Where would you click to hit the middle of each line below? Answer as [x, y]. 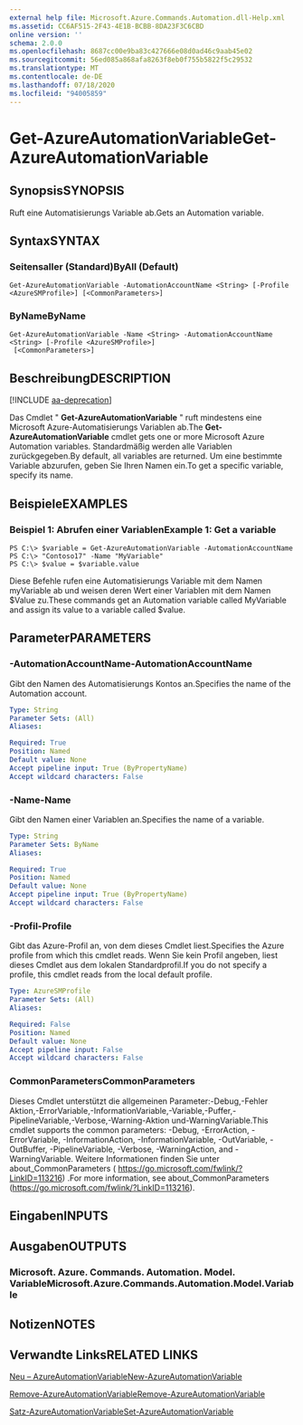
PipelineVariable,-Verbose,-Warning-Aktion [90, 1120]
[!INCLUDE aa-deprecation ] [61, 400]
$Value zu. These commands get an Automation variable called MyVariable [148, 600]
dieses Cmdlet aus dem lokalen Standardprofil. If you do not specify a [138, 965]
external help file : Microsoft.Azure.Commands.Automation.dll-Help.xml [147, 18]
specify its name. [42, 475]
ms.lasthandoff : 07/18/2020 [62, 85]
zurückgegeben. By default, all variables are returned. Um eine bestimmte [146, 456]
